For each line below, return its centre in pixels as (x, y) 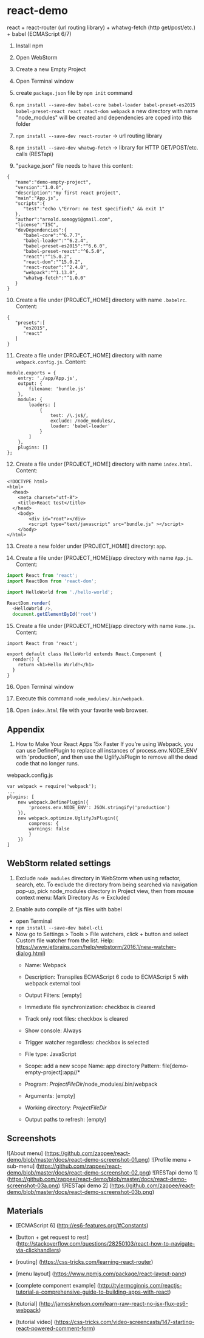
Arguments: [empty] (50, 1095)
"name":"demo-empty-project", (53, 182)
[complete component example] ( (57, 1286)
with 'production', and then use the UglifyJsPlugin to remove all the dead (107, 757)
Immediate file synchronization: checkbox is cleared (90, 1007)
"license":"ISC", (37, 225)
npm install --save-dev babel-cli (59, 928)
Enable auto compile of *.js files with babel (69, 909)
